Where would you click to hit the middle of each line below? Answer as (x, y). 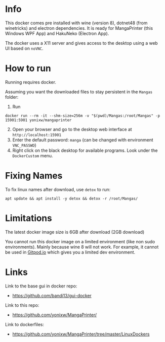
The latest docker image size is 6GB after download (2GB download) (75, 232)
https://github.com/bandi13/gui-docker (52, 295)
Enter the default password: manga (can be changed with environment (83, 139)
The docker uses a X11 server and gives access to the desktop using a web (82, 43)
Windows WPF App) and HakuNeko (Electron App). (57, 33)
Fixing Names (34, 176)
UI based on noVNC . (24, 48)
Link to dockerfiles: (25, 324)
